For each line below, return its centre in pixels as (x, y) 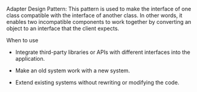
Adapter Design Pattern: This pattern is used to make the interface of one (99, 9)
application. (30, 59)
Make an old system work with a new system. (72, 71)
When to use (22, 40)
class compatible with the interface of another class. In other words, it (94, 15)
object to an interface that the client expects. (63, 28)
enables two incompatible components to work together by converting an (99, 22)
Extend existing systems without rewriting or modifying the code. (97, 82)
